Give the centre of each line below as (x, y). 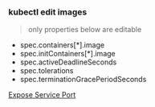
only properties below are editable (85, 30)
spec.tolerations (47, 71)
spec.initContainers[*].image (67, 54)
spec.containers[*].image (62, 45)
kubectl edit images (48, 12)
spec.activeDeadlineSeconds (68, 62)
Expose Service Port (42, 95)
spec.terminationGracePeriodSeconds (83, 80)
